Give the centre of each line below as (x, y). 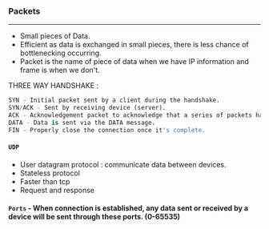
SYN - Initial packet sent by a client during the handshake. (114, 100)
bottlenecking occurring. (60, 53)
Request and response (57, 190)
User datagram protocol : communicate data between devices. (123, 164)
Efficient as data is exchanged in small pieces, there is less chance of (134, 45)
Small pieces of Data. (55, 36)
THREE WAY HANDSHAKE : (53, 86)
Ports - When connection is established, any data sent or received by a (128, 208)
